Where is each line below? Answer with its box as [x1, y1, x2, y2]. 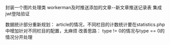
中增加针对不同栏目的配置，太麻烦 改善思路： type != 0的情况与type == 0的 [5, 28, 165, 34]
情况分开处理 [5, 34, 32, 40]
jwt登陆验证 [5, 11, 30, 17]
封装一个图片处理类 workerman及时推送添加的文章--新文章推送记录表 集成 [5, 5, 162, 10]
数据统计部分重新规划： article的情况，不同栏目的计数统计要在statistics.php [5, 22, 165, 27]
